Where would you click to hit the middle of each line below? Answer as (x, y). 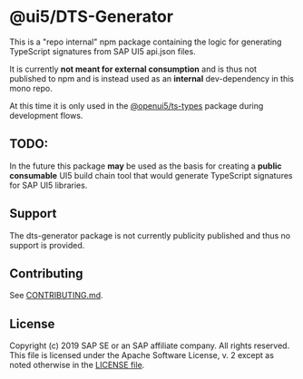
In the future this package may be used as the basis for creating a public (146, 166)
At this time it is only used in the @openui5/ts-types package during (137, 105)
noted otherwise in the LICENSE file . (77, 365)
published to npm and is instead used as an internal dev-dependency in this (152, 78)
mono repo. (31, 88)
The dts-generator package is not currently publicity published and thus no (150, 235)
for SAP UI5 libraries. (49, 185)
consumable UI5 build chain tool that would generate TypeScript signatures (151, 175)
